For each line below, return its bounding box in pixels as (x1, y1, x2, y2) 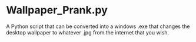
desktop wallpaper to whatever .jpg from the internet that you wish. (6, 29, 170, 36)
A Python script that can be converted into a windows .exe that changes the (6, 23, 190, 30)
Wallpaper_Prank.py (6, 3, 108, 17)
